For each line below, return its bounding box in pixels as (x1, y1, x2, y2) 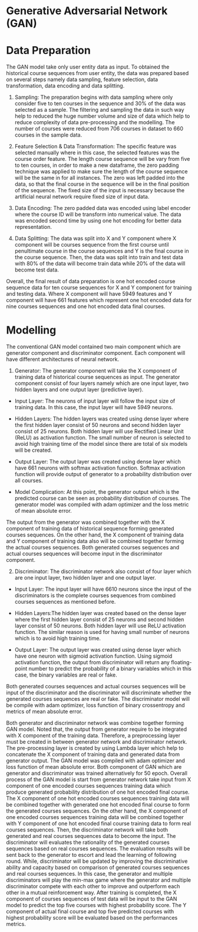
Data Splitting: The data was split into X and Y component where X (14, 235, 177, 242)
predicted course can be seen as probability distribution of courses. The (14, 495, 191, 502)
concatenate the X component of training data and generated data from (6, 751, 180, 758)
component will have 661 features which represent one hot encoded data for (6, 297, 192, 304)
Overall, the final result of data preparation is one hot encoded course (6, 278, 176, 285)
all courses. (14, 477, 43, 484)
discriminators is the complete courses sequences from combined (14, 592, 176, 599)
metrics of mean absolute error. (6, 708, 83, 715)
